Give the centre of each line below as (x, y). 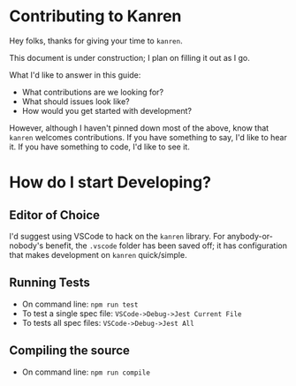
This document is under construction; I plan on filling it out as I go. (129, 57)
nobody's (27, 246)
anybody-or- (250, 236)
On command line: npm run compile (86, 372)
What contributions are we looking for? (93, 92)
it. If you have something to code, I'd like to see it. (99, 147)
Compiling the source (70, 351)
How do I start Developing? (110, 182)
